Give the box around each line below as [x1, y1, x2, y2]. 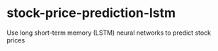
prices [6, 35, 25, 44]
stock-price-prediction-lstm [6, 5, 176, 21]
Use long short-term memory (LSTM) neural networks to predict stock [6, 28, 212, 37]
